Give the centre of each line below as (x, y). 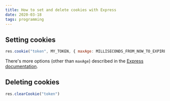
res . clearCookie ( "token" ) (32, 94)
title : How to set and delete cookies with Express (61, 10)
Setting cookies (30, 40)
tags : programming (25, 19)
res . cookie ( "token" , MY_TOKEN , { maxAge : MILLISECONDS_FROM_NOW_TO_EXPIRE (86, 52)
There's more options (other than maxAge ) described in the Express (74, 61)
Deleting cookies (32, 82)
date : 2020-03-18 (24, 15)
